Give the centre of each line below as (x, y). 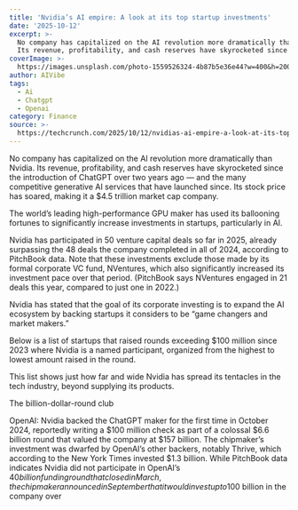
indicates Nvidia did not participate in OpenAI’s (95, 467)
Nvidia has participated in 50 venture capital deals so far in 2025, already (143, 240)
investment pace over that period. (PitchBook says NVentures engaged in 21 (149, 277)
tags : (19, 84)
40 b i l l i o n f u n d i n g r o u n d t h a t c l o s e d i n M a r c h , (86, 477)
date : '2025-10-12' (45, 26)
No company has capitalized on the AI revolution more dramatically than (141, 158)
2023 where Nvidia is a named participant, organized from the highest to (142, 350)
